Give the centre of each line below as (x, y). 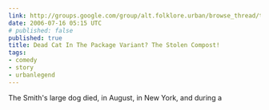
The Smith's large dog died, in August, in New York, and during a (115, 97)
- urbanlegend (32, 75)
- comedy (23, 61)
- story (21, 68)
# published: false (41, 30)
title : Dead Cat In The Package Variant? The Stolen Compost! (114, 45)
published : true (35, 38)
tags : (17, 53)
